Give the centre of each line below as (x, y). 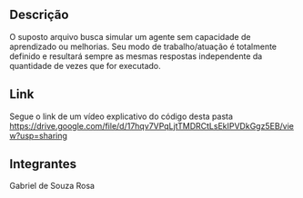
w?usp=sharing (39, 135)
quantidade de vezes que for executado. (85, 65)
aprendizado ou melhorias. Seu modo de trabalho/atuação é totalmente (143, 46)
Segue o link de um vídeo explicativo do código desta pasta (121, 116)
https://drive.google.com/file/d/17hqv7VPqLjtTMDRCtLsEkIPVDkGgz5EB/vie (151, 125)
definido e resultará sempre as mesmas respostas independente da (136, 56)
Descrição (39, 15)
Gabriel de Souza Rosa (52, 186)
